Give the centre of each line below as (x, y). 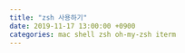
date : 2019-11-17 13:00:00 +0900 (73, 26)
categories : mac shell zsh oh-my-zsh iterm (93, 34)
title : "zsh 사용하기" (49, 18)
